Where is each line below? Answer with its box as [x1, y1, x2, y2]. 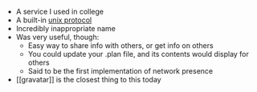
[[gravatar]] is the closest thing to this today [15, 75, 162, 84]
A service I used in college [15, 7, 104, 16]
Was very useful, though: [15, 32, 100, 42]
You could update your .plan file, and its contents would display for [27, 50, 249, 58]
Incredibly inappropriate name [15, 24, 116, 33]
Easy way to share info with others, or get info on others [27, 41, 214, 50]
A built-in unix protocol [15, 15, 92, 25]
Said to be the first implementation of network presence [27, 66, 214, 75]
